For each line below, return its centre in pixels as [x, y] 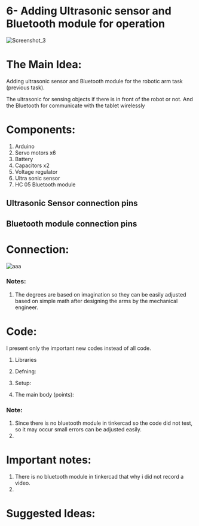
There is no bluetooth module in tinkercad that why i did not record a [99, 477]
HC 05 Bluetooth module [45, 185]
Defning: [25, 371]
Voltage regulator [36, 171]
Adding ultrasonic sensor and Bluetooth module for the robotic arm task [95, 81]
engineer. [27, 307]
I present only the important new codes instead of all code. [79, 348]
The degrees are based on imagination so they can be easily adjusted [100, 294]
